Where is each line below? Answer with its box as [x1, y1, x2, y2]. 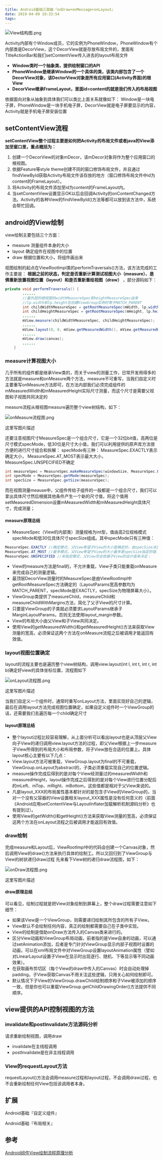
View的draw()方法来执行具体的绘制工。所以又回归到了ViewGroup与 [17, 850, 152, 856]
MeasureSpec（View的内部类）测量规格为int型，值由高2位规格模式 [12, 529, 147, 535]
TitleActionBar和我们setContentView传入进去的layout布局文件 [5, 52, 129, 58]
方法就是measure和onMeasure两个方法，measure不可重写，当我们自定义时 [5, 375, 156, 381]
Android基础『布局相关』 [5, 1120, 55, 1126]
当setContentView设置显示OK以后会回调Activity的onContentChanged [12, 191, 151, 196]
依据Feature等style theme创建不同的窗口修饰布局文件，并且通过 [12, 166, 140, 172]
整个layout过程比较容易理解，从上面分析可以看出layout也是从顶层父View [12, 734, 157, 740]
